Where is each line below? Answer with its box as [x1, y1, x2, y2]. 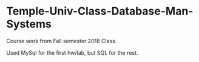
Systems [6, 17, 52, 31]
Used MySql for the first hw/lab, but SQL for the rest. [6, 49, 138, 56]
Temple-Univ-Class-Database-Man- [6, 4, 194, 18]
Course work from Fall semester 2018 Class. [6, 37, 117, 44]
